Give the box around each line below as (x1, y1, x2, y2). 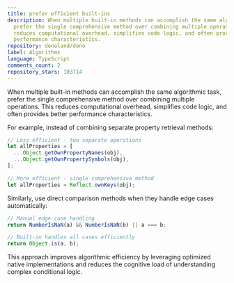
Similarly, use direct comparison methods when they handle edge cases (7, 194, 214, 202)
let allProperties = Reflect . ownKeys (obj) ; (7, 181, 136, 188)
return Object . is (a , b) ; (7, 241, 79, 248)
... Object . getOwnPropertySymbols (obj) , (13, 156, 130, 163)
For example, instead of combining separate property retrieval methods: (7, 123, 214, 131)
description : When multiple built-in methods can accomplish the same (7, 17, 217, 24)
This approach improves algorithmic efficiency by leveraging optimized (7, 253, 211, 261)
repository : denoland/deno (7, 42, 86, 49)
